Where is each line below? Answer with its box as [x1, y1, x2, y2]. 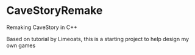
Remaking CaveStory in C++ [6, 24, 78, 31]
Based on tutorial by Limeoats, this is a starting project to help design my [6, 35, 190, 42]
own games [6, 42, 36, 49]
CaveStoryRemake [6, 4, 103, 18]
